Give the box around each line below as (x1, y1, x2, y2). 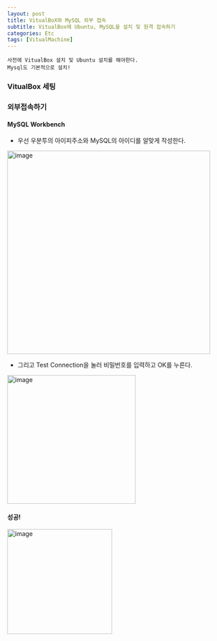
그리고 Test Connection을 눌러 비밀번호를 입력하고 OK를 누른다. (17, 361, 193, 369)
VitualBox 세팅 (7, 82, 56, 92)
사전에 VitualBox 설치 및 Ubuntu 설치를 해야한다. (7, 57, 138, 64)
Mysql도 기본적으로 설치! (7, 64, 71, 71)
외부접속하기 (7, 102, 47, 112)
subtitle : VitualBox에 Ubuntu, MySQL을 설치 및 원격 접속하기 (7, 23, 176, 30)
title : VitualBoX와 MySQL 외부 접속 (7, 17, 107, 24)
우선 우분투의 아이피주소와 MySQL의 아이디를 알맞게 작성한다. (17, 136, 186, 145)
